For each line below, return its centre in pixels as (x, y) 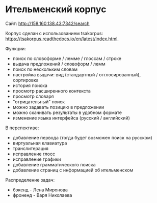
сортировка (26, 80)
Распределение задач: (30, 180)
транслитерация (31, 148)
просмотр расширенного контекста (51, 91)
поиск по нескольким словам (45, 69)
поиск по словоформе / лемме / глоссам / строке (67, 58)
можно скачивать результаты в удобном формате (67, 112)
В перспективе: (22, 128)
